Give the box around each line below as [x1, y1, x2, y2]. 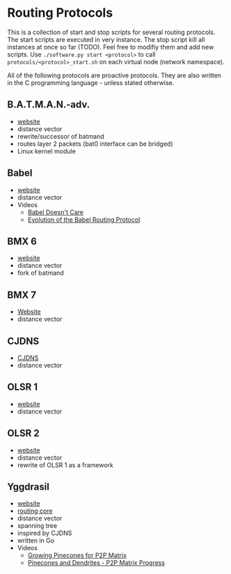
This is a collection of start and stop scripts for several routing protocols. [7, 28, 216, 36]
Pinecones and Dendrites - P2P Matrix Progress [27, 559, 166, 567]
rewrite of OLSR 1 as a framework [17, 460, 113, 469]
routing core [17, 507, 53, 515]
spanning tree [17, 522, 58, 530]
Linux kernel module [17, 146, 77, 155]
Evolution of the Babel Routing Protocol [27, 215, 141, 224]
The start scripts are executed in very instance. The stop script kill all [7, 35, 205, 43]
